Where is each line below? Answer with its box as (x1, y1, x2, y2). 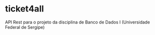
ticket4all (5, 3, 44, 14)
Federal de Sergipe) (5, 24, 45, 30)
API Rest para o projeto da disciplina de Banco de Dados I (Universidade (5, 19, 150, 25)
